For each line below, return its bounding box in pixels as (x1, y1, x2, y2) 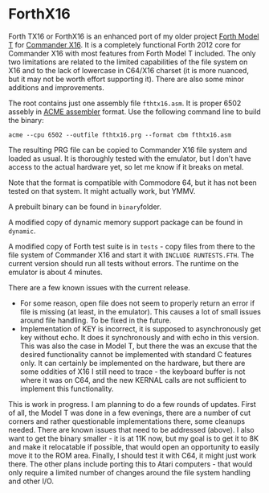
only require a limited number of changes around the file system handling (8, 467, 251, 477)
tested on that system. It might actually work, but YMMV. (8, 186, 196, 195)
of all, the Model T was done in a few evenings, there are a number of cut (8, 408, 251, 417)
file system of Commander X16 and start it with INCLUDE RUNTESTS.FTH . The (8, 250, 255, 260)
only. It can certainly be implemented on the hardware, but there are (19, 358, 246, 368)
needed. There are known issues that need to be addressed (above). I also (8, 425, 255, 434)
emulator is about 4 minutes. (8, 267, 103, 277)
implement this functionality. (19, 384, 114, 393)
